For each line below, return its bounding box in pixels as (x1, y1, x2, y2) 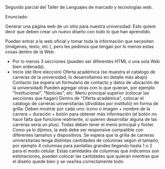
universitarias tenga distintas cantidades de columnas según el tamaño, (12, 137, 160, 143)
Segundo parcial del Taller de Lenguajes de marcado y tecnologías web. (5, 4, 153, 10)
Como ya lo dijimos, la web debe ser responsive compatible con (12, 127, 144, 133)
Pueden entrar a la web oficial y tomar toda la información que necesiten (5, 38, 154, 44)
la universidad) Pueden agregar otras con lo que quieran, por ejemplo (12, 85, 155, 91)
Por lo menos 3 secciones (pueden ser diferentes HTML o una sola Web (12, 58, 160, 64)
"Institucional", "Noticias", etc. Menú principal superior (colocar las (12, 90, 150, 96)
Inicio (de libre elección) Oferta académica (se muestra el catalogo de (12, 69, 156, 75)
